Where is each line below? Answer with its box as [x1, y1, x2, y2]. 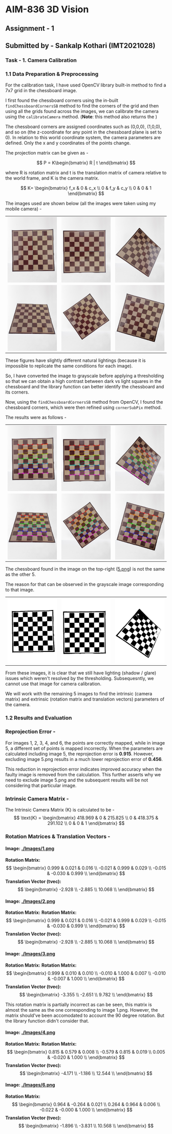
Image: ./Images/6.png [5, 1082, 55, 1088]
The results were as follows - [5, 415, 67, 421]
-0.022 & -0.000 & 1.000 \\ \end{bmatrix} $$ [39, 1106, 133, 1113]
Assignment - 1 [5, 24, 55, 33]
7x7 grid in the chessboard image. [5, 88, 77, 94]
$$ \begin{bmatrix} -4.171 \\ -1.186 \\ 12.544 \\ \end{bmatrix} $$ [19, 1070, 153, 1076]
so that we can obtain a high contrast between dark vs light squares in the [5, 378, 162, 384]
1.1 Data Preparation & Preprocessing [5, 70, 99, 77]
